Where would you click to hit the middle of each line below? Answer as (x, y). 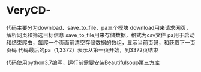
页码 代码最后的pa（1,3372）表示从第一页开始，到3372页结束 (82, 50)
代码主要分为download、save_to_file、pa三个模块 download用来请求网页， (99, 27)
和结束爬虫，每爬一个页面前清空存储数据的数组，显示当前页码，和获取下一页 (101, 42)
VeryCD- (28, 10)
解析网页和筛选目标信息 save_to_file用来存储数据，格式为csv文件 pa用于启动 (100, 35)
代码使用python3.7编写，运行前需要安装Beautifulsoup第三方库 (83, 62)
